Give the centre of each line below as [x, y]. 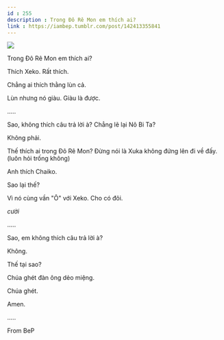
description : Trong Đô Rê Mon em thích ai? [72, 20]
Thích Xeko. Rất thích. [38, 72]
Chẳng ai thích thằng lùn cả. [47, 85]
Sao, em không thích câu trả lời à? [55, 238]
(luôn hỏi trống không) [39, 159]
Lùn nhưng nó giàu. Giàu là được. [54, 98]
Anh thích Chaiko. [32, 172]
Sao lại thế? [23, 185]
